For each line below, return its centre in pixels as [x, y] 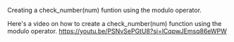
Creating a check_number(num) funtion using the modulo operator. [105, 10]
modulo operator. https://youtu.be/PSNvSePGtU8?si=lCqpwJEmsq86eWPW [117, 31]
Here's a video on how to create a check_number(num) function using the [115, 23]
